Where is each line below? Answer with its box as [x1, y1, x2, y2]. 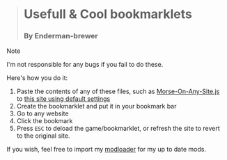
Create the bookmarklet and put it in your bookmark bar [16, 102, 177, 111]
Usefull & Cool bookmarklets [23, 6, 192, 22]
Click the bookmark [16, 117, 73, 125]
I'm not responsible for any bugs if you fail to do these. [6, 61, 164, 69]
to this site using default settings [16, 95, 111, 103]
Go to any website [16, 109, 69, 118]
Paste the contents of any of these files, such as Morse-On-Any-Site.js [16, 87, 220, 96]
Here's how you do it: [6, 74, 68, 82]
